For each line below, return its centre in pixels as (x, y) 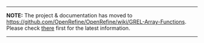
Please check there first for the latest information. (68, 28)
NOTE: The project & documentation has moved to (69, 15)
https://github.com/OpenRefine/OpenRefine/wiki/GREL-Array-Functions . (97, 22)
